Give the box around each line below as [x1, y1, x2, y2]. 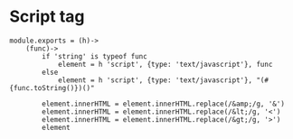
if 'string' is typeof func [42, 51, 147, 60]
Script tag [9, 6, 85, 27]
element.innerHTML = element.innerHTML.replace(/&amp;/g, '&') [42, 99, 285, 108]
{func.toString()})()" [9, 83, 95, 92]
